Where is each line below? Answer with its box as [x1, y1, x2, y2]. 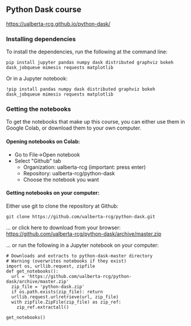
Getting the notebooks [6, 105, 71, 113]
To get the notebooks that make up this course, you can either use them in [6, 118, 185, 125]
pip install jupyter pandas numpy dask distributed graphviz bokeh [6, 60, 174, 66]
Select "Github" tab [14, 157, 61, 164]
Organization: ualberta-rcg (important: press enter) [23, 164, 146, 171]
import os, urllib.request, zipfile [6, 263, 95, 269]
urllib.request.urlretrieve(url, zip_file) [11, 294, 119, 300]
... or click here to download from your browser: [6, 224, 121, 231]
